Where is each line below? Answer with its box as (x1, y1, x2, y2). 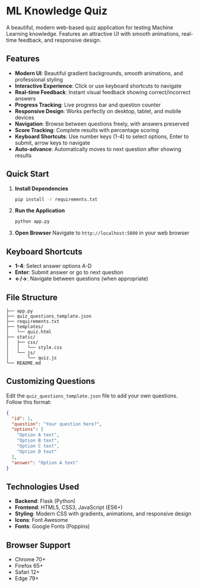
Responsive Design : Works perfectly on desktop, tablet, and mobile (14, 107, 181, 114)
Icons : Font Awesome (14, 517, 68, 524)
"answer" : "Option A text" (11, 459, 78, 465)
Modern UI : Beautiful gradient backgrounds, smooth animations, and (14, 70, 183, 77)
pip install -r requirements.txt (14, 196, 98, 202)
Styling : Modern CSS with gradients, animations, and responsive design (14, 510, 192, 517)
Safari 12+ (14, 568, 40, 576)
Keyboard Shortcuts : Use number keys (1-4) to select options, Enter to (14, 133, 189, 140)
